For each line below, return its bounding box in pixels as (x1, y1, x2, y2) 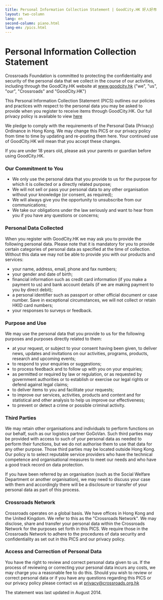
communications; (12, 202, 47, 208)
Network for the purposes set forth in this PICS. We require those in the (5, 525, 148, 532)
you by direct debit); (12, 286, 53, 293)
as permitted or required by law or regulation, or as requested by (12, 371, 142, 377)
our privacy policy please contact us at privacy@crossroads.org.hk (5, 580, 140, 586)
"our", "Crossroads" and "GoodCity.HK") (5, 88, 87, 94)
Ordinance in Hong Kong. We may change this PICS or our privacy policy (5, 128, 151, 134)
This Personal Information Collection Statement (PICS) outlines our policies (5, 98, 155, 104)
